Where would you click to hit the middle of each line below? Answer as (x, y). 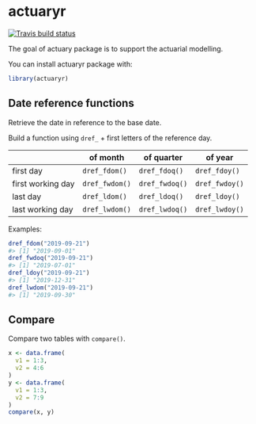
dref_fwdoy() (219, 183)
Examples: (25, 229)
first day (28, 170)
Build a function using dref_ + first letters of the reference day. (110, 138)
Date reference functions (71, 103)
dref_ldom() (105, 196)
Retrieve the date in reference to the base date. (85, 122)
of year (220, 157)
